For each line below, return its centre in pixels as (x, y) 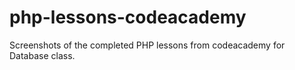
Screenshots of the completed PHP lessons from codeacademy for (147, 45)
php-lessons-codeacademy (128, 17)
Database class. (42, 55)
